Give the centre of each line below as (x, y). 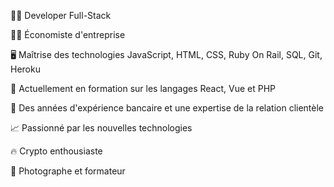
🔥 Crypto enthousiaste (56, 151)
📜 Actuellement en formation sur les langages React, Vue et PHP (143, 88)
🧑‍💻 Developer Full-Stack (61, 15)
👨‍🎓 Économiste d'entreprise (68, 34)
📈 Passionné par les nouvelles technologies (101, 128)
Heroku (25, 69)
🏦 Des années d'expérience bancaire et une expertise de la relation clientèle (167, 108)
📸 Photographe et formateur (68, 171)
